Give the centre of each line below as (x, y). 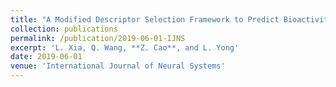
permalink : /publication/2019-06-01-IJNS (98, 38)
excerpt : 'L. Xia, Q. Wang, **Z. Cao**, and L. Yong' (125, 47)
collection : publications (64, 29)
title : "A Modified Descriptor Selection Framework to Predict (145, 19)
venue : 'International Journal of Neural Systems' (118, 66)
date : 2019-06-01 (46, 57)
